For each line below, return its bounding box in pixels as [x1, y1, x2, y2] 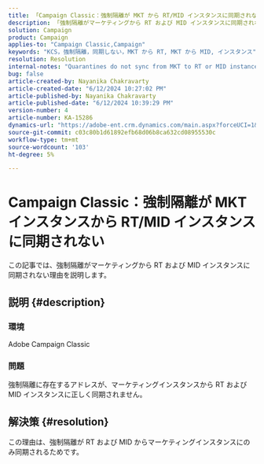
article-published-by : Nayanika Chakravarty [8, 92, 156, 100]
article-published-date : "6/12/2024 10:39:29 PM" [8, 99, 174, 107]
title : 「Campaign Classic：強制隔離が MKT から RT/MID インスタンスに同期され [8, 11, 252, 20]
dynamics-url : [8, 121, 55, 129]
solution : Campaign [8, 26, 72, 34]
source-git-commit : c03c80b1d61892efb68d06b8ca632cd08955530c [8, 128, 216, 136]
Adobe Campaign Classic [8, 339, 90, 348]
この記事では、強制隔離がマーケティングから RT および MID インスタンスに [8, 260, 251, 270]
